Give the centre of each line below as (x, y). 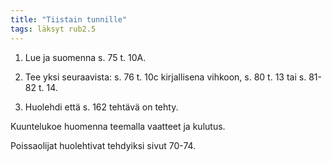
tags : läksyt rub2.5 (53, 29)
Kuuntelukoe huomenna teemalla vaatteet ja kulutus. (118, 126)
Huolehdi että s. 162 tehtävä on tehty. (101, 107)
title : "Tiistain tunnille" (69, 19)
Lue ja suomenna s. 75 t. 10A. (85, 57)
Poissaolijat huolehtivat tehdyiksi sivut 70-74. (103, 145)
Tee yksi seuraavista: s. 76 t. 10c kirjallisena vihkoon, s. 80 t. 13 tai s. (165, 77)
